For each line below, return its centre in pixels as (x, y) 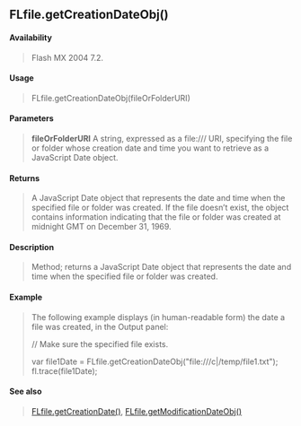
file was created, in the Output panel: (100, 326)
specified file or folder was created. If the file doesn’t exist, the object (160, 208)
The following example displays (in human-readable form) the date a (158, 317)
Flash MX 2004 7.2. (67, 57)
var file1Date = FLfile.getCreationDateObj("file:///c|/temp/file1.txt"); (155, 361)
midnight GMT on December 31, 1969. (102, 227)
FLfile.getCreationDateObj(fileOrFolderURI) (111, 98)
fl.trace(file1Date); (64, 370)
